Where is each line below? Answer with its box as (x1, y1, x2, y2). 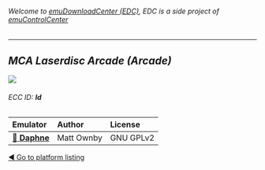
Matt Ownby (57, 132, 103, 143)
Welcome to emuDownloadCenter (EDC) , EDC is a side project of (8, 6, 219, 16)
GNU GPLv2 (110, 132, 155, 143)
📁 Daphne (12, 132, 50, 143)
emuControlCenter (8, 14, 69, 24)
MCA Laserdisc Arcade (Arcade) (8, 54, 172, 67)
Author (57, 119, 84, 130)
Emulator (12, 119, 47, 130)
